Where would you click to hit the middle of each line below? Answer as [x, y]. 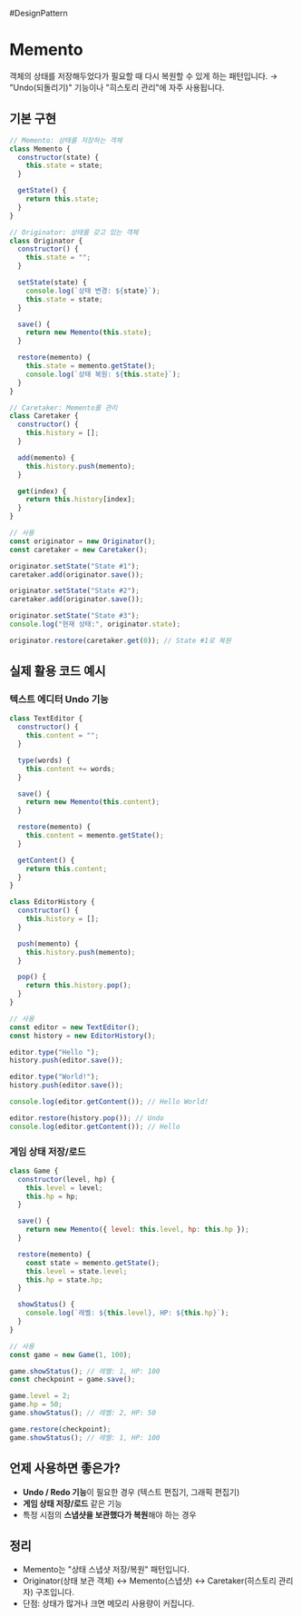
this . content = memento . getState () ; [95, 836]
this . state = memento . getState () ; [91, 366]
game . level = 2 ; [40, 1396]
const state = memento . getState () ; [93, 1263]
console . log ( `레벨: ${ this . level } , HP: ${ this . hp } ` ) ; [127, 1313]
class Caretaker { [44, 416]
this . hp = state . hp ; [64, 1280]
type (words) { [44, 760]
